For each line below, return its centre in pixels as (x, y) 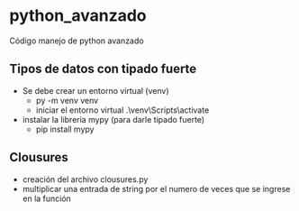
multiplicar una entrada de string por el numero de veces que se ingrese (156, 188)
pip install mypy (65, 129)
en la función (47, 198)
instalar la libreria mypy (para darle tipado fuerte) (113, 119)
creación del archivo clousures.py (85, 179)
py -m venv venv (67, 100)
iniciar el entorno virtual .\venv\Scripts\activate (122, 110)
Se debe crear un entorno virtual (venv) (95, 90)
